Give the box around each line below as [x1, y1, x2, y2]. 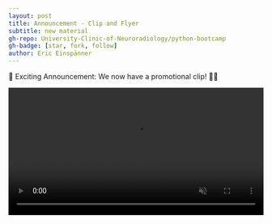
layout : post [8, 11, 53, 20]
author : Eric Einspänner [8, 49, 92, 57]
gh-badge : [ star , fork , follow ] [8, 42, 117, 50]
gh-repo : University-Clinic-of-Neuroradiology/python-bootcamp [8, 34, 227, 43]
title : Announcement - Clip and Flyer [8, 19, 139, 27]
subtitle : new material [8, 27, 89, 35]
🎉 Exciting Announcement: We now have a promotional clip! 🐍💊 [8, 72, 219, 81]
